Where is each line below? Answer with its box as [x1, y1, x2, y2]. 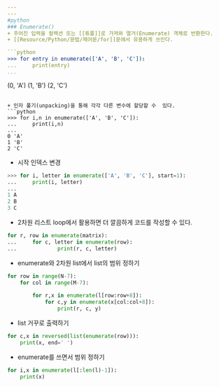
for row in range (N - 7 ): [7, 272, 77, 280]
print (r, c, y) [57, 305, 101, 312]
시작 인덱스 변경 [17, 158, 61, 167]
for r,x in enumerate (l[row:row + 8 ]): [32, 292, 142, 300]
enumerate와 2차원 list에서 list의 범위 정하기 [17, 258, 140, 267]
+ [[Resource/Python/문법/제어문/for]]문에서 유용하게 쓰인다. [7, 36, 174, 43]
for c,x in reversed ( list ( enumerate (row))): [7, 332, 139, 339]
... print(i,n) [7, 120, 64, 127]
